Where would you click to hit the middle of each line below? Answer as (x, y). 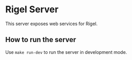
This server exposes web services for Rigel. (51, 24)
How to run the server (41, 40)
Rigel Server (32, 9)
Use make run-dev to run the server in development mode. (66, 52)
